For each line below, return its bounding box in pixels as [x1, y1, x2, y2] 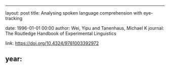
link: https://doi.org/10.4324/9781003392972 [5, 40, 99, 46]
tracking [5, 16, 23, 21]
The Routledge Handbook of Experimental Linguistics [5, 31, 116, 36]
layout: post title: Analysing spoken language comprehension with [5, 10, 143, 16]
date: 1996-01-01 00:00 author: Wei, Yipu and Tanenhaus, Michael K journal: [5, 25, 164, 31]
